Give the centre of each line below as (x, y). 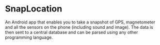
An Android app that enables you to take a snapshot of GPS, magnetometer (80, 22)
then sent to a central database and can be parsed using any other (72, 32)
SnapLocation (34, 9)
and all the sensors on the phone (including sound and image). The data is (79, 27)
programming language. (29, 37)
